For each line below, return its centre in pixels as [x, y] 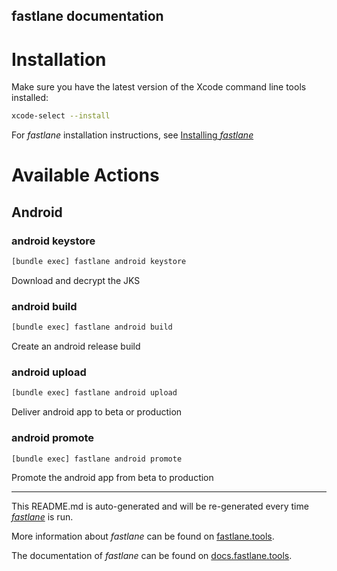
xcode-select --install [61, 116]
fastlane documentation [87, 16]
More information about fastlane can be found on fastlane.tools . [143, 536]
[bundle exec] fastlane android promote [97, 459]
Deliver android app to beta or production [97, 412]
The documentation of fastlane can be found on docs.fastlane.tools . [152, 556]
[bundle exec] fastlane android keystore [99, 262]
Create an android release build [76, 346]
